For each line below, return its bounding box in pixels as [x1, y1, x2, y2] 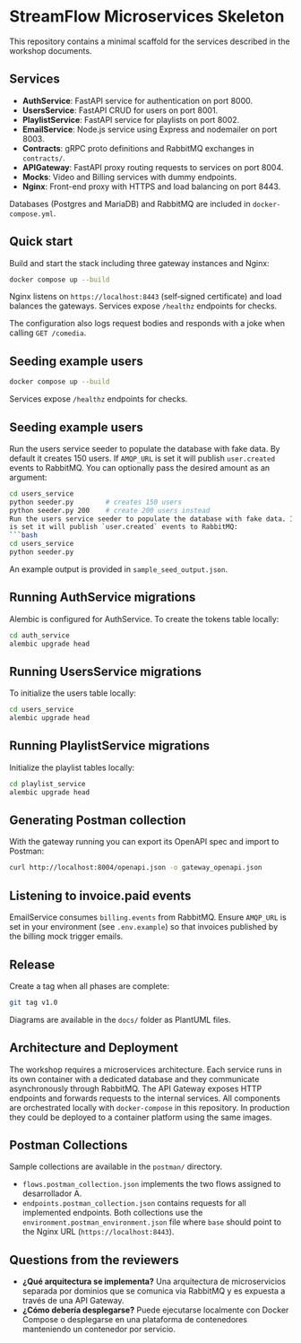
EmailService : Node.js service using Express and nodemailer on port [21, 124, 278, 134]
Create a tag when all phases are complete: [9, 980, 170, 992]
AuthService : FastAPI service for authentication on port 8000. [21, 95, 254, 106]
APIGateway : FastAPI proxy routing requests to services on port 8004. [21, 161, 284, 172]
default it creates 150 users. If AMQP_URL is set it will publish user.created [9, 453, 276, 464]
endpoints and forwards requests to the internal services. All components [9, 1092, 280, 1104]
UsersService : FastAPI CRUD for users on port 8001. [21, 105, 219, 116]
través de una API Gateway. [21, 1295, 125, 1306]
